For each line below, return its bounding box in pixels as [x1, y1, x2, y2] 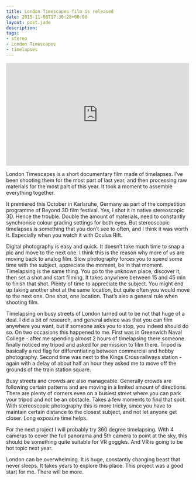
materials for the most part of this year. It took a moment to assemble [6, 182, 173, 190]
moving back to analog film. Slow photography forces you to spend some [6, 255, 183, 262]
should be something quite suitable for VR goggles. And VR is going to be [6, 438, 183, 445]
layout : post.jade [6, 19, 51, 25]
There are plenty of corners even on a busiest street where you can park [6, 389, 181, 396]
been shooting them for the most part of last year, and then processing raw [6, 177, 187, 184]
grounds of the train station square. [6, 366, 92, 373]
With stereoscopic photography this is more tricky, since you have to [6, 402, 171, 409]
